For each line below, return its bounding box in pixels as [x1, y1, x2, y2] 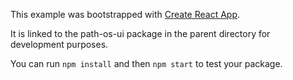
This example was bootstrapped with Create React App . [10, 9, 241, 20]
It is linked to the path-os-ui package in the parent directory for [10, 28, 271, 39]
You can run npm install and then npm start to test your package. [10, 58, 283, 69]
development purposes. [10, 39, 109, 50]
